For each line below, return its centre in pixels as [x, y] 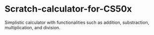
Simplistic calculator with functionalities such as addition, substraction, [77, 22]
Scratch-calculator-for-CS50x [68, 9]
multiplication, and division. [32, 27]
